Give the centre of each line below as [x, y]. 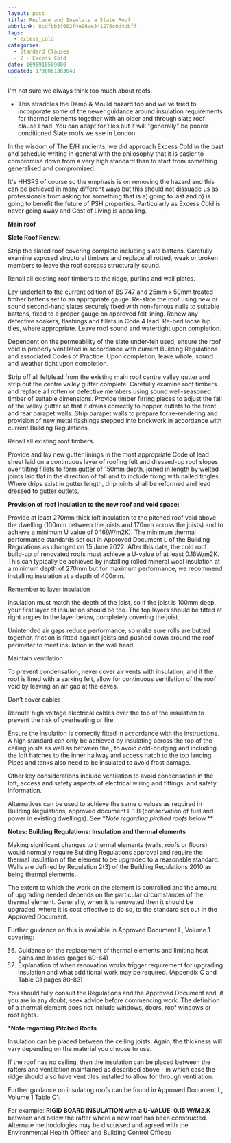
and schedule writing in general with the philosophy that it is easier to [106, 153]
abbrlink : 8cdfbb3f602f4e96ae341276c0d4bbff [72, 26]
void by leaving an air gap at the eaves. [63, 686]
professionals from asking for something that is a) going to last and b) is [109, 196]
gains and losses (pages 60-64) [63, 958]
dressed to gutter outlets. [44, 491]
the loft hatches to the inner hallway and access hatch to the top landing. [110, 755]
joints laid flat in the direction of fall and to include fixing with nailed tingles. [114, 476]
